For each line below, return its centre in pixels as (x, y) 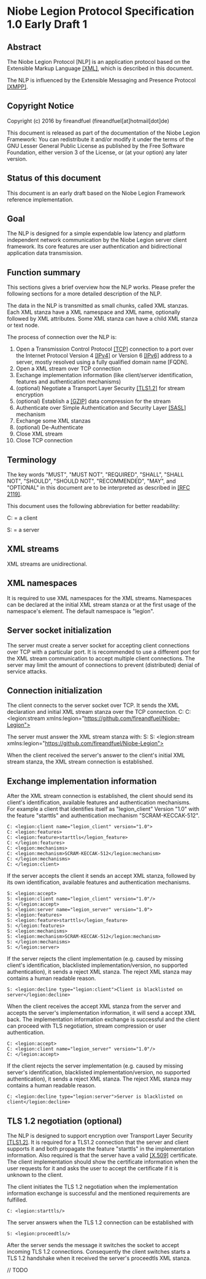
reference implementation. (40, 199)
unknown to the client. (35, 1175)
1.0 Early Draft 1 (47, 24)
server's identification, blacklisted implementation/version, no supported (99, 1073)
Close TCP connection (44, 440)
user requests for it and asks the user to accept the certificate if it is (93, 1168)
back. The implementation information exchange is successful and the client (103, 1019)
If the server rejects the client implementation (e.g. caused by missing (95, 959)
